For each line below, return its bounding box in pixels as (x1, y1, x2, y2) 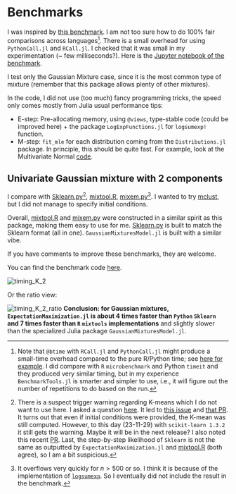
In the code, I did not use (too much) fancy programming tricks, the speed (7, 93, 221, 102)
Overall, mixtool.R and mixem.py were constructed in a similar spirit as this (7, 214, 223, 222)
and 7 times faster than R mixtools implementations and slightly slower (7, 319, 216, 328)
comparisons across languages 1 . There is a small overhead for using (7, 35, 206, 44)
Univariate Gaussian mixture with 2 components (7, 172, 223, 184)
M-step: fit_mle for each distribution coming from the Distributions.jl (17, 137, 226, 145)
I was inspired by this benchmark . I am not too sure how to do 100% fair (7, 27, 216, 36)
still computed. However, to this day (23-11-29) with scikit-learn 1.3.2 (17, 421, 225, 429)
